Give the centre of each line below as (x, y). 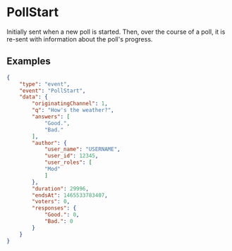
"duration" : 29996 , (61, 188)
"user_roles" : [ (68, 162)
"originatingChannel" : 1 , (70, 104)
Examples (29, 62)
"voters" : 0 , (51, 202)
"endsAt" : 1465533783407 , (70, 195)
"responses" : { (54, 208)
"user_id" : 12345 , (71, 156)
